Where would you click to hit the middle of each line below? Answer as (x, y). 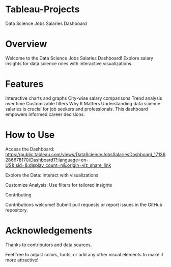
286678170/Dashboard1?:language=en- (47, 160)
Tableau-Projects (42, 9)
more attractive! (22, 260)
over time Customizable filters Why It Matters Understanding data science (83, 103)
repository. (17, 210)
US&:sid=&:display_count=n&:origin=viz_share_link (58, 165)
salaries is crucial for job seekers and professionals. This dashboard (77, 109)
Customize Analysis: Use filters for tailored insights (59, 185)
